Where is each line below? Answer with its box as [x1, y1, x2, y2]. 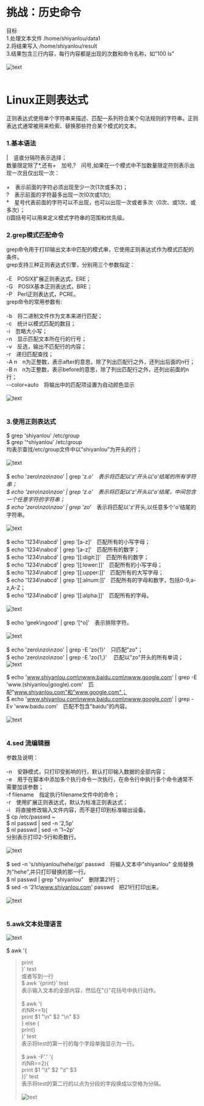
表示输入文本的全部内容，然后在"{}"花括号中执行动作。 [21, 987, 160, 994]
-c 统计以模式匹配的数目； [6, 320, 76, 327]
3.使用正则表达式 [6, 417, 57, 426]
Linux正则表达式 [6, 93, 88, 107]
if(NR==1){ [21, 1007, 48, 1014]
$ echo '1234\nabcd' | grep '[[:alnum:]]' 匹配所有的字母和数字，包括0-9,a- [6, 576, 197, 584]
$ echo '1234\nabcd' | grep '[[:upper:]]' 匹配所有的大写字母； [6, 568, 164, 576]
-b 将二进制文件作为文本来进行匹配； [6, 313, 104, 320]
